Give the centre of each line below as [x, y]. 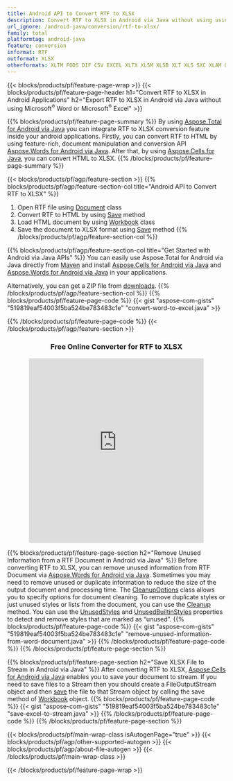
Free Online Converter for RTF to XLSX [116, 347]
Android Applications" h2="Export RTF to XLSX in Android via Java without [114, 100]
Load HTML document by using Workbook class [86, 222]
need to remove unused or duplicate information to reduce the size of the [112, 582]
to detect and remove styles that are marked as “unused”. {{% [96, 619]
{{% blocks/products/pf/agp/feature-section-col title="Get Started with [109, 250]
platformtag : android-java [46, 40]
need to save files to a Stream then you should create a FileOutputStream [112, 684]
